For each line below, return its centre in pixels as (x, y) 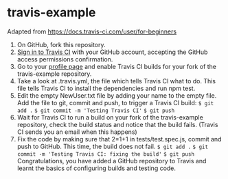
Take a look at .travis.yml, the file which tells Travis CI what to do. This (116, 81)
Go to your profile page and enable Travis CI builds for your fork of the (117, 66)
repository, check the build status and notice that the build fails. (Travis (117, 124)
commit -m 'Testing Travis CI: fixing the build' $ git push (105, 154)
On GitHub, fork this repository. (61, 44)
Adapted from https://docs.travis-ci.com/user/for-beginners (92, 31)
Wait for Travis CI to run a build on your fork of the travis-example (110, 117)
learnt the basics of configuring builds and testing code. (96, 168)
